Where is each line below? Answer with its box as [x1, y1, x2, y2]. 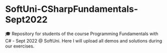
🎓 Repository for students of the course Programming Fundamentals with [5, 31, 159, 37]
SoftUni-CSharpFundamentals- [5, 3, 138, 15]
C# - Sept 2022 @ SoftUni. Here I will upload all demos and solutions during [5, 38, 162, 44]
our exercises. [5, 43, 35, 49]
